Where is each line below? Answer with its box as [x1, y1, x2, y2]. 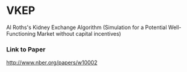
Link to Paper [6, 45, 46, 53]
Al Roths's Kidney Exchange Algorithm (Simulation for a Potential [6, 24, 167, 31]
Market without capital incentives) [37, 30, 122, 37]
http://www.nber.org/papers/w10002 [6, 59, 98, 67]
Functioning [6, 30, 36, 37]
